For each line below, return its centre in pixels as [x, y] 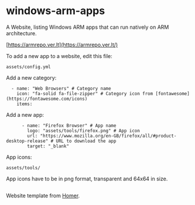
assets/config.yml [28, 67]
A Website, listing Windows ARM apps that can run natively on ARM [88, 27]
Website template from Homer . [43, 196]
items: [25, 104]
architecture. [21, 33]
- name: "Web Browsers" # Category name [61, 88]
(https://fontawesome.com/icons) [47, 99]
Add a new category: [31, 78]
